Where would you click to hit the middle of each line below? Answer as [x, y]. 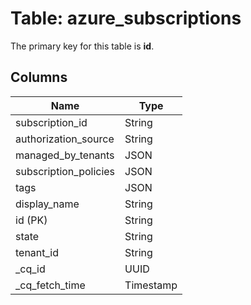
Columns [39, 77]
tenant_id [37, 252]
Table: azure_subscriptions [126, 18]
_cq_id [30, 269]
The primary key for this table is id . [82, 46]
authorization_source [65, 139]
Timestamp [151, 285]
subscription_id [51, 122]
